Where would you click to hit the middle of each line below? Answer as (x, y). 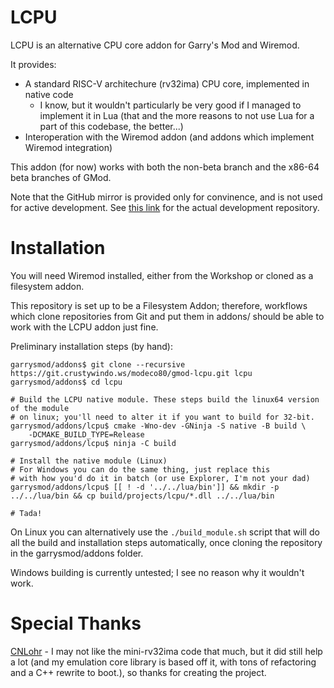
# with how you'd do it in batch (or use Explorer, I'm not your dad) (160, 478)
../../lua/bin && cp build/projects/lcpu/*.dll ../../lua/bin (142, 496)
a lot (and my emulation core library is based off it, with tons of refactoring (163, 662)
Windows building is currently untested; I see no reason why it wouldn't (157, 572)
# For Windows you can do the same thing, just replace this (140, 469)
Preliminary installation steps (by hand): (92, 346)
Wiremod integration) (68, 147)
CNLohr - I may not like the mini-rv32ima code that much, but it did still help (166, 651)
